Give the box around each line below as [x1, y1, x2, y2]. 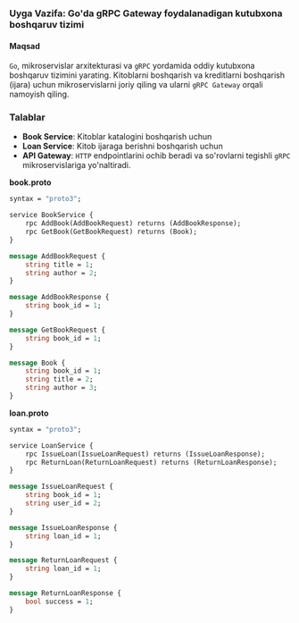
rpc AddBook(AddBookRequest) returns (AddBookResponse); [25, 219, 242, 228]
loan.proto [9, 408, 49, 418]
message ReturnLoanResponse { [9, 589, 122, 598]
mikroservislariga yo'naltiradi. [21, 160, 131, 171]
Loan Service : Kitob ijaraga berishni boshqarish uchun [21, 141, 223, 152]
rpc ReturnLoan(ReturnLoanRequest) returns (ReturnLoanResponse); [25, 458, 278, 467]
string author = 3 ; [25, 383, 98, 392]
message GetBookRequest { [9, 325, 105, 334]
